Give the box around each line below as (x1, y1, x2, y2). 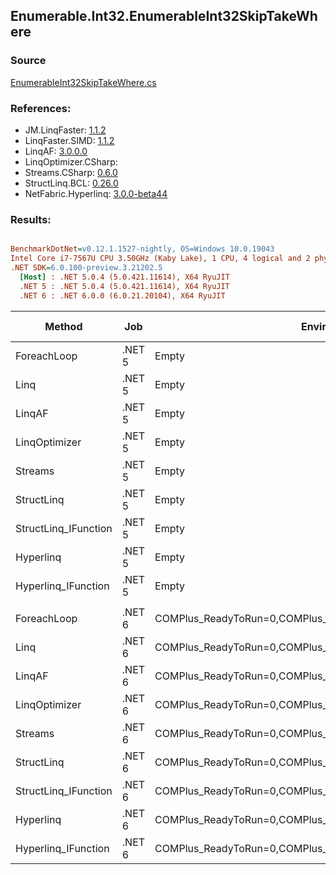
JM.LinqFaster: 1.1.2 (24, 124, 107, 136)
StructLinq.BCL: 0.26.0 (24, 177, 119, 189)
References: (10, 101, 72, 115)
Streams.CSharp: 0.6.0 (24, 166, 118, 178)
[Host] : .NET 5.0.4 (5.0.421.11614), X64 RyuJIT (19, 272, 230, 282)
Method (44, 319, 83, 333)
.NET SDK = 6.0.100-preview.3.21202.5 (10, 263, 163, 273)
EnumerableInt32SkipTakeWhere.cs (10, 76, 157, 88)
